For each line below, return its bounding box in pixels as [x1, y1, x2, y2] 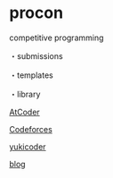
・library [9, 89, 41, 99]
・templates [9, 70, 53, 81]
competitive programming [9, 32, 104, 43]
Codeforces [9, 123, 53, 134]
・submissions [9, 50, 64, 61]
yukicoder [9, 141, 46, 152]
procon [9, 3, 64, 23]
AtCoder [9, 106, 40, 117]
